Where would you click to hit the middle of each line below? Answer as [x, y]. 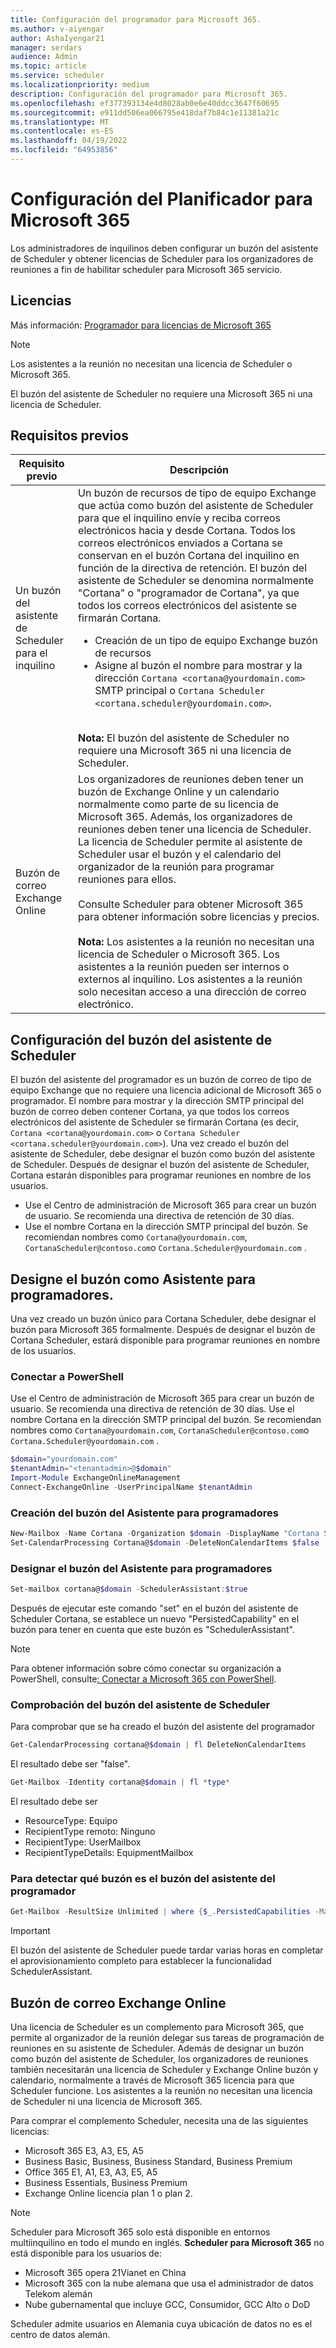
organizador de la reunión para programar [176, 867]
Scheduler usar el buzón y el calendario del [180, 854]
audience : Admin [44, 57]
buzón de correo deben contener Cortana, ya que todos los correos [150, 1112]
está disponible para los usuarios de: [86, 2253]
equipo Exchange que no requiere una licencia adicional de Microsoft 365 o [166, 1090]
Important [30, 1931]
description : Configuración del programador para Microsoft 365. [149, 94]
